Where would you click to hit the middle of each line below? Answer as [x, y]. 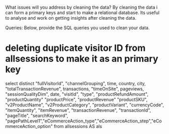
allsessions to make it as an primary [82, 59]
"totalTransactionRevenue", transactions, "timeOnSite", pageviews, [75, 89]
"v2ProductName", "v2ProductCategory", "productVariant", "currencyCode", [84, 105]
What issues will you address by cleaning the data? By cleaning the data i [81, 7]
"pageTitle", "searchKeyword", [37, 115]
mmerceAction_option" [29, 126]
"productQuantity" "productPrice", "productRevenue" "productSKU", [76, 99]
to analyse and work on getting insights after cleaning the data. [71, 18]
